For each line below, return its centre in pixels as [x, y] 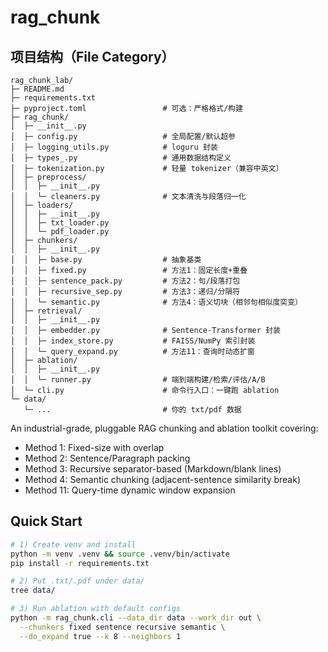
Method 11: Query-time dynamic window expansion [130, 490]
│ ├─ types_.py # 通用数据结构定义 [121, 158]
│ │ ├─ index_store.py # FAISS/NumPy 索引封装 [133, 341]
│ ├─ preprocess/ [48, 177]
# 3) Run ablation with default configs [96, 609]
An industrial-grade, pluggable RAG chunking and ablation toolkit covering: [164, 428]
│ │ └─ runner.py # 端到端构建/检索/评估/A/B [138, 380]
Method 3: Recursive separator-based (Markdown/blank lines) [153, 469]
